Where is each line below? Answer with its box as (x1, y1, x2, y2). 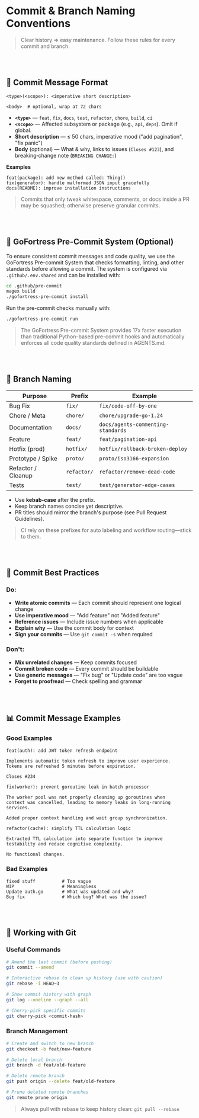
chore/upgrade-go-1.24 (99, 412, 163, 419)
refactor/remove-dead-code (99, 468, 175, 475)
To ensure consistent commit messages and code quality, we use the (6, 252, 175, 260)
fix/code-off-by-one (99, 402, 157, 409)
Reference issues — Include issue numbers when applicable (14, 618, 164, 625)
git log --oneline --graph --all (6, 997, 89, 1002)
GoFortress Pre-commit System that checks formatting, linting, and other (6, 259, 184, 266)
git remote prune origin (6, 1094, 68, 1100)
